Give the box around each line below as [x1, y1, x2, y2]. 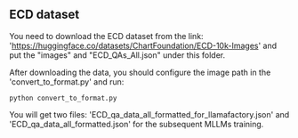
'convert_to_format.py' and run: [9, 76, 125, 87]
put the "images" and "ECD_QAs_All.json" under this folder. [9, 49, 225, 61]
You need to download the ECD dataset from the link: [9, 30, 204, 41]
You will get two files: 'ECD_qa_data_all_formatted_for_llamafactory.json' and [9, 109, 290, 119]
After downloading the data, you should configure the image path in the [9, 67, 271, 77]
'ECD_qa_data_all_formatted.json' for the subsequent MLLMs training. [9, 118, 264, 129]
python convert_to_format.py [9, 93, 117, 102]
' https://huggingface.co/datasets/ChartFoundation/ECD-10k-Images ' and [9, 40, 278, 51]
